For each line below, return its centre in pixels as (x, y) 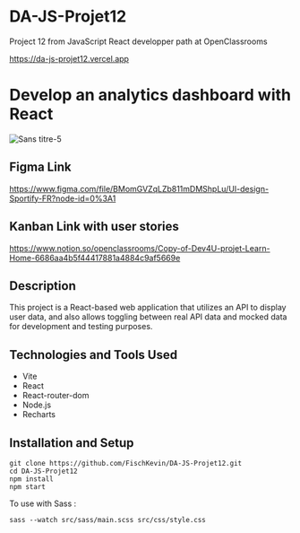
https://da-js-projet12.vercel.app (69, 58)
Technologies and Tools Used (93, 355)
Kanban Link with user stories (94, 227)
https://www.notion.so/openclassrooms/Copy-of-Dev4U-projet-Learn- (140, 248)
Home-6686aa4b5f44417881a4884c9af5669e (95, 258)
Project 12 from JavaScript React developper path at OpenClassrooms (138, 41)
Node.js (37, 405)
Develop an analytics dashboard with (150, 95)
